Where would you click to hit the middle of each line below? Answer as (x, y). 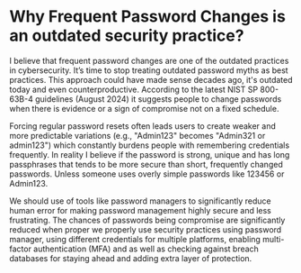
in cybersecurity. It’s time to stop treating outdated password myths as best (149, 70)
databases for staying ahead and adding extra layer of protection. (131, 258)
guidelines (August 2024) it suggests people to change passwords (158, 99)
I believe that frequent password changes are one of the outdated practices (149, 60)
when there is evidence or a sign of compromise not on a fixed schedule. (144, 108)
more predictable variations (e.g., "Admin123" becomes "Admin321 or (137, 135)
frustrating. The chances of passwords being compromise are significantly (147, 220)
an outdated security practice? (127, 36)
